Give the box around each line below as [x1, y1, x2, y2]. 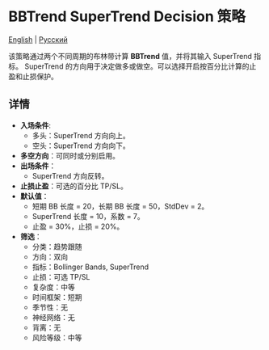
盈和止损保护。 [8, 71, 58, 81]
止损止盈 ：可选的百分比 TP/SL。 [19, 181, 128, 191]
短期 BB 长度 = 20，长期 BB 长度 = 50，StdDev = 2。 [32, 201, 209, 211]
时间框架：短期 [32, 292, 82, 302]
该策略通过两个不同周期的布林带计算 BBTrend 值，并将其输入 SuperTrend [8, 51, 253, 61]
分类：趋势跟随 [32, 242, 82, 251]
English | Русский [8, 34, 68, 44]
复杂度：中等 [32, 282, 75, 292]
